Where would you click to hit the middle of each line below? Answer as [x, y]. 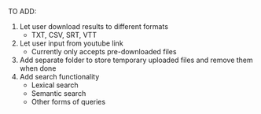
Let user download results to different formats [94, 26]
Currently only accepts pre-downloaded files [104, 51]
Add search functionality [59, 77]
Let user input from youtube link [71, 43]
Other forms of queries [68, 102]
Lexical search [55, 85]
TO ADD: [22, 11]
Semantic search [59, 93]
